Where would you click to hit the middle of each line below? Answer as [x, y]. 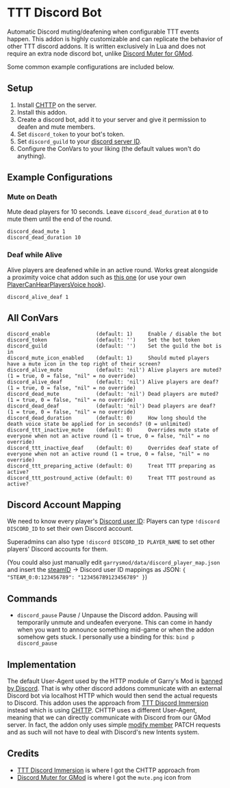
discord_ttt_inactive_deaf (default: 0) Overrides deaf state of [113, 448]
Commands [33, 598]
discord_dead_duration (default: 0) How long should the [107, 418]
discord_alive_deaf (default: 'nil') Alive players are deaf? [113, 382]
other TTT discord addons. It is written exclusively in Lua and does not [106, 46]
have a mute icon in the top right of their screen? [84, 364]
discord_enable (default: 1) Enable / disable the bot [115, 334]
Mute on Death [32, 197]
